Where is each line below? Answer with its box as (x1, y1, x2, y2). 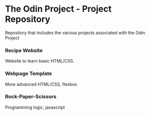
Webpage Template (5, 70, 52, 77)
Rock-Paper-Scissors (5, 93, 57, 100)
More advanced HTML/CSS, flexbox (5, 81, 77, 87)
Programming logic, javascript (5, 104, 65, 110)
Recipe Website (5, 47, 43, 54)
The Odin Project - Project (5, 3, 112, 15)
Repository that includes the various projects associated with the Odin (5, 30, 146, 35)
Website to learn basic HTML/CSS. (5, 58, 74, 64)
